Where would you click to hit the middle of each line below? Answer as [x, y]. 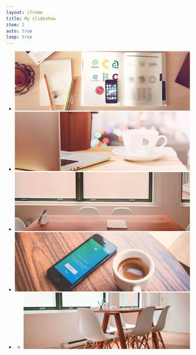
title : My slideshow [31, 18]
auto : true [19, 31]
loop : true [19, 37]
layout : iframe [24, 12]
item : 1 [15, 25]
